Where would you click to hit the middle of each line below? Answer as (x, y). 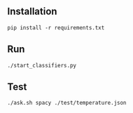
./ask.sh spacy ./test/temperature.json (67, 103)
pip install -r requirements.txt (56, 27)
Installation (32, 12)
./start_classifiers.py (42, 65)
